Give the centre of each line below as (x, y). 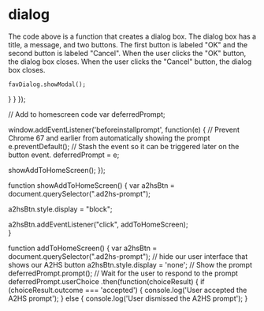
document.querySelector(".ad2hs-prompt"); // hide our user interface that (128, 256)
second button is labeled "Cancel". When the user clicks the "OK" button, (127, 53)
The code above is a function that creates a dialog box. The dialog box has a (132, 36)
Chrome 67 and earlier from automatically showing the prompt (109, 138)
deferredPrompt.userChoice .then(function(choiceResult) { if (106, 281)
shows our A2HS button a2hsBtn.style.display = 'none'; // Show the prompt (130, 264)
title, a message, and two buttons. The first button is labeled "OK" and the (128, 44)
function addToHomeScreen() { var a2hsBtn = (83, 248)
